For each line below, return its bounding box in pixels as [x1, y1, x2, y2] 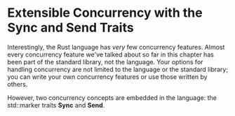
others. [7, 80, 28, 88]
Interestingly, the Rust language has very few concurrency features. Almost [7, 43, 225, 51]
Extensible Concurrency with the [7, 5, 203, 21]
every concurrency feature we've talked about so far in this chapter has [7, 50, 214, 59]
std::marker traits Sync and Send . [7, 101, 105, 109]
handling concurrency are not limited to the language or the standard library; [7, 65, 229, 73]
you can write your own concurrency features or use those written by [7, 72, 208, 81]
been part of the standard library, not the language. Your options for [7, 57, 203, 66]
